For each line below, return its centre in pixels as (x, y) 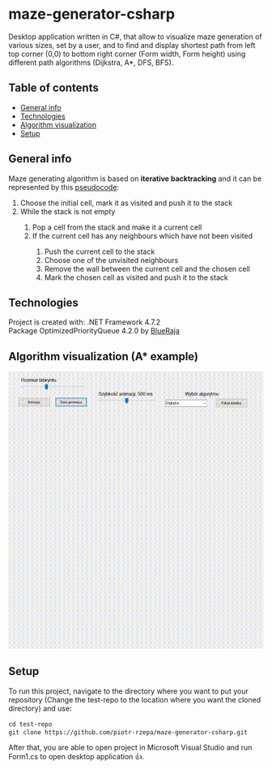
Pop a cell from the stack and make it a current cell (117, 227)
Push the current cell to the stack (100, 251)
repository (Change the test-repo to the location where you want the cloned (135, 699)
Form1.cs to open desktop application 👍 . (76, 756)
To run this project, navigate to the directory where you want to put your (128, 691)
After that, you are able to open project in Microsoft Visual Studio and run (130, 747)
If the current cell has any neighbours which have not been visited (142, 235)
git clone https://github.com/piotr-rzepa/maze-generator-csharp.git (128, 732)
